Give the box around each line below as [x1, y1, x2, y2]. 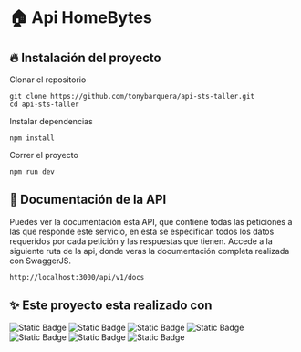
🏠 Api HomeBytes [9, 7, 152, 28]
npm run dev [9, 167, 55, 176]
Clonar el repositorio [9, 74, 87, 85]
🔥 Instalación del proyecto [9, 49, 161, 65]
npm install [9, 133, 55, 143]
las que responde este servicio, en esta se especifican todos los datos [9, 226, 275, 237]
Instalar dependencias [9, 116, 93, 126]
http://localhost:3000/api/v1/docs [9, 272, 145, 282]
